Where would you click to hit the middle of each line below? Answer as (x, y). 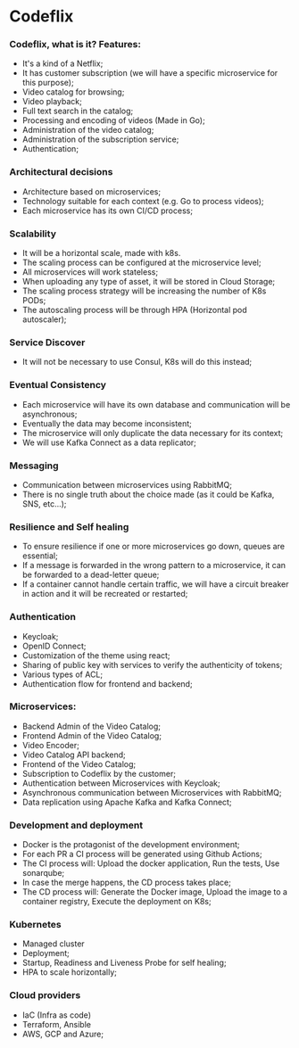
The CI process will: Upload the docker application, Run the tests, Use (151, 863)
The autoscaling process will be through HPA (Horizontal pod (134, 310)
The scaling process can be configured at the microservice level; (141, 263)
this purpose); (48, 83)
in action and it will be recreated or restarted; (105, 594)
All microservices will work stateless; (90, 272)
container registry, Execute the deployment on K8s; (116, 902)
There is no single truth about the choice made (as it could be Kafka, (148, 494)
